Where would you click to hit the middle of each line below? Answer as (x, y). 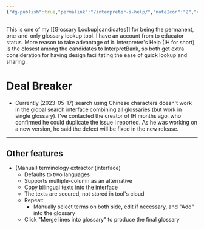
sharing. (17, 61)
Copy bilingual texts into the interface (71, 187)
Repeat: (34, 200)
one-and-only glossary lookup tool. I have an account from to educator (95, 36)
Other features (35, 153)
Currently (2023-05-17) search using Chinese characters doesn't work (104, 103)
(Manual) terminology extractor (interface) (68, 168)
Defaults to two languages (57, 174)
